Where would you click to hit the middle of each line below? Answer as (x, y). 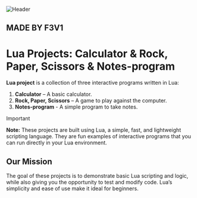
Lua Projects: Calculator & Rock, (87, 53)
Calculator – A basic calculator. (53, 94)
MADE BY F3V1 (35, 28)
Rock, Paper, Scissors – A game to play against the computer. (91, 101)
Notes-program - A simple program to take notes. (76, 107)
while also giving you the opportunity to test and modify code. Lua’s (89, 182)
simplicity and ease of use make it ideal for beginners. (72, 188)
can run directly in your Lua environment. (57, 143)
